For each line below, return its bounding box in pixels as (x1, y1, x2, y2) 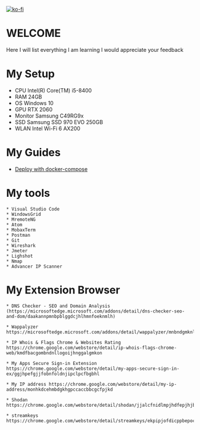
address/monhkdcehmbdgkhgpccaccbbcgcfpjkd (6, 386, 113, 392)
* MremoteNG (6, 216, 36, 222)
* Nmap (6, 258, 23, 264)
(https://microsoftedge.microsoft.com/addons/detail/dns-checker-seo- (6, 308, 185, 314)
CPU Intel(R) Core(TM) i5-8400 (14, 86, 92, 94)
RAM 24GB (14, 93, 43, 100)
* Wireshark (6, 242, 36, 249)
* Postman (6, 232, 31, 238)
